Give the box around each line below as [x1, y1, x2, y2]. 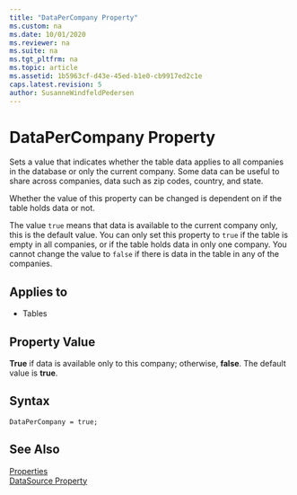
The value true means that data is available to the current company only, [9, 220, 278, 231]
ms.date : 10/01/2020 [9, 30, 87, 39]
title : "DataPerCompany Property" [9, 13, 139, 22]
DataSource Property [9, 475, 88, 486]
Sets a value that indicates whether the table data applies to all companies [9, 156, 284, 167]
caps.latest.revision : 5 [9, 80, 102, 89]
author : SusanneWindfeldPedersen [9, 88, 135, 97]
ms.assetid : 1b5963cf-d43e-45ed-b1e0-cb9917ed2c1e [9, 72, 203, 81]
